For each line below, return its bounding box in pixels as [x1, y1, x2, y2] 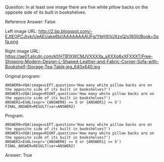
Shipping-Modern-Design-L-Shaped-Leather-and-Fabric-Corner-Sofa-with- [5, 59, 159, 64]
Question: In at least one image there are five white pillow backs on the [5, 4, 148, 10]
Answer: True [5, 152, 32, 158]
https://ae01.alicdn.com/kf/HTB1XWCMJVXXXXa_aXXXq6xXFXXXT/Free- [5, 53, 153, 59]
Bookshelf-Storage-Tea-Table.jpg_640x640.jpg [5, 64, 100, 69]
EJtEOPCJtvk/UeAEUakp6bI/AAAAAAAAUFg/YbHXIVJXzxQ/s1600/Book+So [5, 34, 159, 39]
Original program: [5, 73, 41, 79]
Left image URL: [5, 28, 38, 34]
